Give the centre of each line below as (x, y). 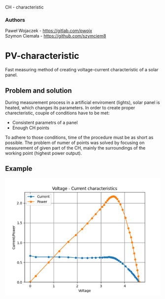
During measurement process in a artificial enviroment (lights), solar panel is (82, 102)
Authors (15, 20)
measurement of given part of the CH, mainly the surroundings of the (75, 148)
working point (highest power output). (44, 153)
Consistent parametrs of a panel (45, 123)
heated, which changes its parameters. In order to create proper (70, 108)
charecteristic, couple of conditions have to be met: (57, 113)
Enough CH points (31, 128)
